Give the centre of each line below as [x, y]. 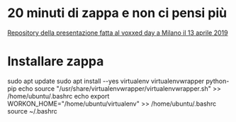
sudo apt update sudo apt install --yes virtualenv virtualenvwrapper [106, 81]
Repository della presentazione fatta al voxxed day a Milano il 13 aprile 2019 [118, 33]
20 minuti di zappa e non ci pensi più [117, 13]
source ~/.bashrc [33, 111]
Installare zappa [56, 61]
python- [218, 81]
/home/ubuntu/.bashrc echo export [58, 96]
